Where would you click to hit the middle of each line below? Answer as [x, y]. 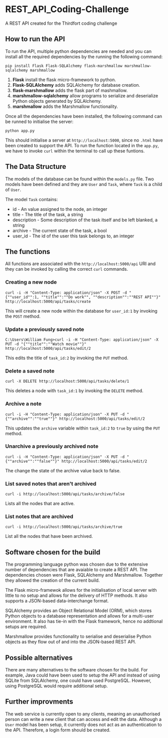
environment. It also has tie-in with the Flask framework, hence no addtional [84, 622]
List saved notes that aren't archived [51, 483]
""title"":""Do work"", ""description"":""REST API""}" [101, 297]
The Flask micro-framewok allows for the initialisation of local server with [81, 590]
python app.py [20, 131]
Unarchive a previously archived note [52, 446]
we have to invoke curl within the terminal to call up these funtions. [75, 151]
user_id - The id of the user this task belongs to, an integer [73, 236]
